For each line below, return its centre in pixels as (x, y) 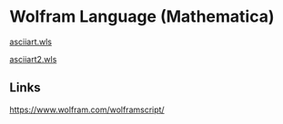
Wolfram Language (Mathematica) (142, 17)
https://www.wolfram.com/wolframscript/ (87, 110)
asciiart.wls (31, 42)
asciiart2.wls (33, 59)
